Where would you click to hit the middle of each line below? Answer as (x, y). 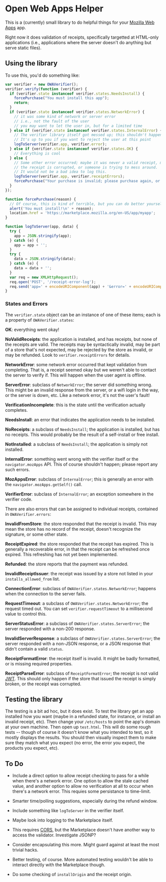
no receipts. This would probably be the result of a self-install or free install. (82, 435)
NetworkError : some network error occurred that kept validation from (76, 364)
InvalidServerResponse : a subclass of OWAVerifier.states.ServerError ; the (83, 638)
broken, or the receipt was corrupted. (43, 684)
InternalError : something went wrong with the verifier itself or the (72, 459)
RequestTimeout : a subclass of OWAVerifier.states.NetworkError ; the (77, 603)
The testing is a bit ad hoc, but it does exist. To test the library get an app (80, 711)
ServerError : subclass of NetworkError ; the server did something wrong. (79, 385)
